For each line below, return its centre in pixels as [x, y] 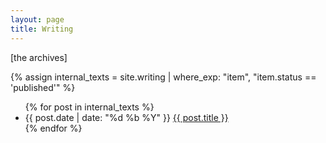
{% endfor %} [53, 128]
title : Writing [42, 29]
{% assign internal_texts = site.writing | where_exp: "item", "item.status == [163, 77]
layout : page [37, 19]
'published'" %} [43, 87]
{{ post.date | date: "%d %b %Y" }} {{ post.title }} [126, 117]
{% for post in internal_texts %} [89, 107]
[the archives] [39, 57]
